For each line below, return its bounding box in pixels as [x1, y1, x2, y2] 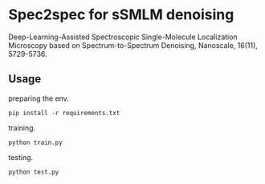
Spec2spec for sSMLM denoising [8, 6, 234, 24]
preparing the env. [8, 94, 70, 103]
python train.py [8, 138, 63, 146]
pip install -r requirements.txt [8, 109, 120, 117]
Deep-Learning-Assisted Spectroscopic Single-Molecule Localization [8, 32, 238, 42]
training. [8, 122, 36, 133]
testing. [8, 152, 34, 162]
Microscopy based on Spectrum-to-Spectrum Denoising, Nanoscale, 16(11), [8, 40, 259, 50]
